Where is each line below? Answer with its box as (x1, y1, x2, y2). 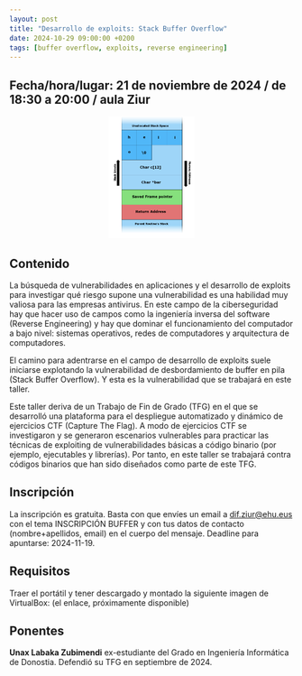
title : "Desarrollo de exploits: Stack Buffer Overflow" (9, 23, 228, 33)
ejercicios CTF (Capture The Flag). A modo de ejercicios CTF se (9, 420, 248, 431)
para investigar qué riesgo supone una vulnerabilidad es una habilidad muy (9, 289, 288, 300)
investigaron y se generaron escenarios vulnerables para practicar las (9, 430, 269, 440)
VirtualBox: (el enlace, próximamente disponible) (9, 597, 189, 608)
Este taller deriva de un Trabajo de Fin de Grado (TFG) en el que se (9, 401, 259, 412)
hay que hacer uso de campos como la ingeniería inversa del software (9, 308, 270, 319)
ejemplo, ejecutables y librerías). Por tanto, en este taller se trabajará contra (9, 449, 291, 459)
